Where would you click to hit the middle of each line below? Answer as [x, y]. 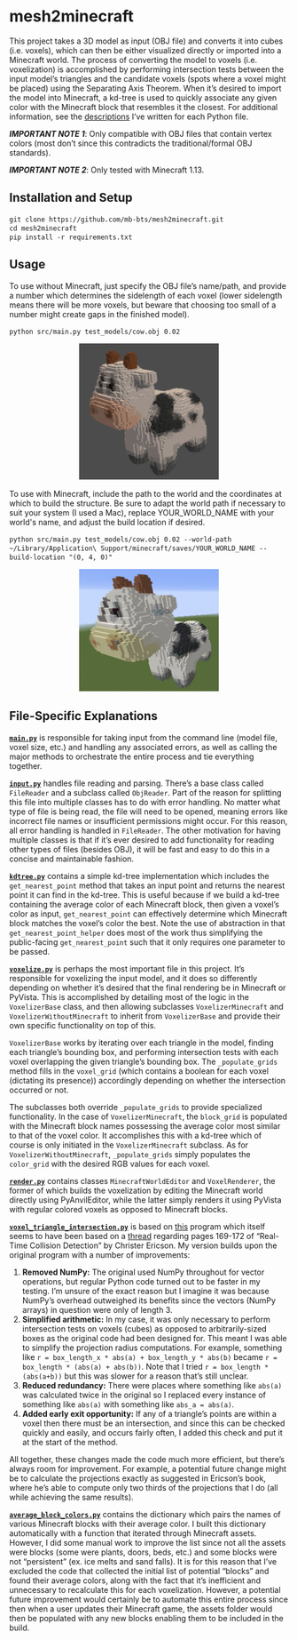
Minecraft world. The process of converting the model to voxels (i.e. [133, 60]
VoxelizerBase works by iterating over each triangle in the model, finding [142, 1043]
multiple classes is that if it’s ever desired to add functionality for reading [142, 840]
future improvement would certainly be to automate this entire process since [148, 1599]
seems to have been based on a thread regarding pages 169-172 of [132, 1236]
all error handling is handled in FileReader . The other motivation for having [145, 830]
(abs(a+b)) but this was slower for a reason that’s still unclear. [135, 1376]
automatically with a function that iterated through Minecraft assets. [133, 1533]
